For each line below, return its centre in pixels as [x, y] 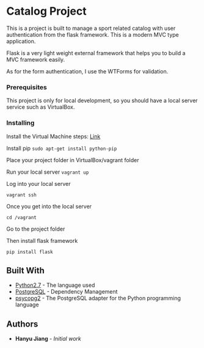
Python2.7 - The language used [55, 285]
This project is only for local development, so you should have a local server [102, 101]
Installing [20, 123]
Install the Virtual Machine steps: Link [53, 136]
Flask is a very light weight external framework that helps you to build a [96, 53]
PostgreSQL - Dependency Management [66, 292]
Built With [25, 270]
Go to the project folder [36, 229]
